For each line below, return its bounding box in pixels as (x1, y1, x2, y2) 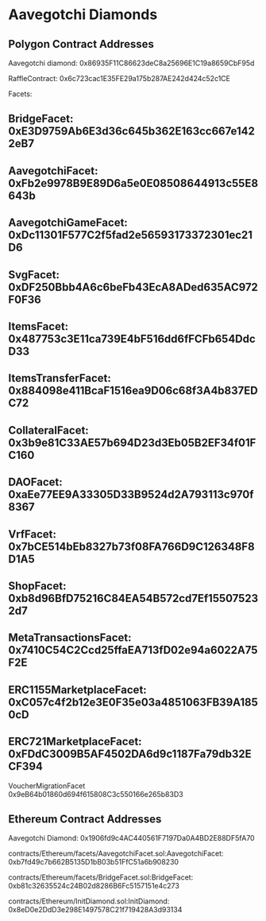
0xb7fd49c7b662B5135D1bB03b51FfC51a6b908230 (8, 857, 179, 867)
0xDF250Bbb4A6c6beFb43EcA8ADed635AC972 (8, 280, 258, 293)
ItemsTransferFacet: (8, 371, 111, 385)
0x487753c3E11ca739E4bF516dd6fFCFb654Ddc (8, 332, 256, 345)
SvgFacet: (8, 268, 60, 282)
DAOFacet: (8, 476, 63, 489)
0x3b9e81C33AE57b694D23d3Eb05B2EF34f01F (8, 436, 256, 449)
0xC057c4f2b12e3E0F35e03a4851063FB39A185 (8, 695, 258, 709)
